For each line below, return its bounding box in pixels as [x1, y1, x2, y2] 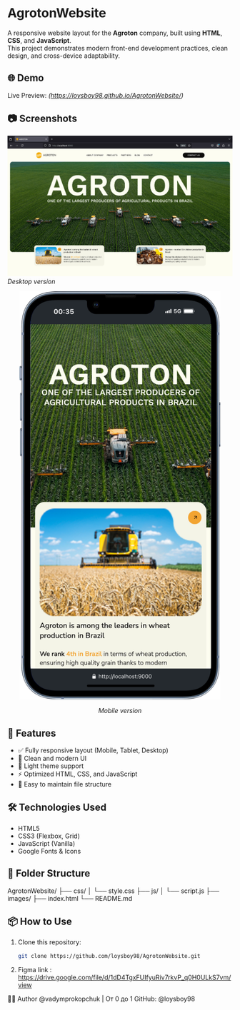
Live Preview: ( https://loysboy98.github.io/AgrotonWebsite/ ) [7, 91, 184, 99]
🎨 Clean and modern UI [17, 754, 87, 762]
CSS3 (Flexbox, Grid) [17, 832, 81, 840]
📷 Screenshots [7, 113, 77, 125]
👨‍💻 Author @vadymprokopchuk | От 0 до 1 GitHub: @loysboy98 [7, 994, 195, 1004]
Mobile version [98, 707, 142, 715]
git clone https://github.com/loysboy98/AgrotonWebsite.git [17, 953, 201, 960]
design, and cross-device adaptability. [7, 51, 120, 60]
